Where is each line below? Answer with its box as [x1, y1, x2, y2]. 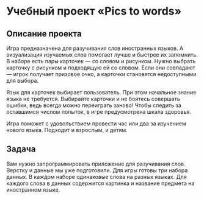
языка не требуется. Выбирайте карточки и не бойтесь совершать [6, 96, 180, 102]
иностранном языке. [6, 186, 60, 193]
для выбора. [6, 77, 38, 84]
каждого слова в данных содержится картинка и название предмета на [6, 180, 195, 187]
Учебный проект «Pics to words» [6, 4, 182, 18]
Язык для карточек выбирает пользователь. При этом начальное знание [6, 89, 197, 96]
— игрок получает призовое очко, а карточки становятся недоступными [6, 71, 197, 77]
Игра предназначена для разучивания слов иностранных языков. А [6, 44, 184, 52]
